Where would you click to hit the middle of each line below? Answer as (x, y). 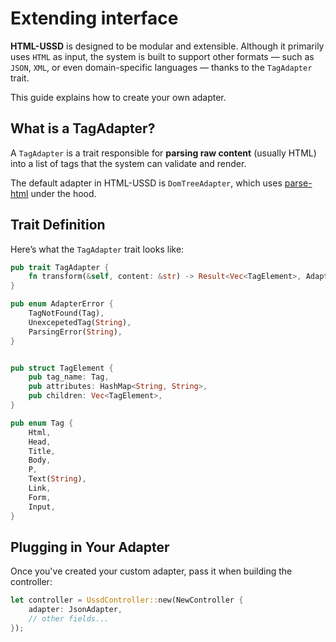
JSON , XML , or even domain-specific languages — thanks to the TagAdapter (161, 67)
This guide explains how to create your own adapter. (118, 97)
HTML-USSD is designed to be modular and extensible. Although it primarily (167, 46)
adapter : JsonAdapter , (75, 610)
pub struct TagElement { (62, 368)
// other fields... (69, 619)
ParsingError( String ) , (75, 332)
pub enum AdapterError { (62, 304)
